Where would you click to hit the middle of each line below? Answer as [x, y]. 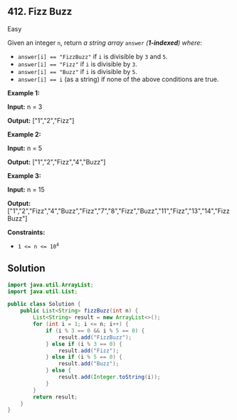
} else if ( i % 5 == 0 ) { [84, 357]
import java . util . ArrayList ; [51, 285]
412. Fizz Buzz [40, 12]
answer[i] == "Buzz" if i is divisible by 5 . [77, 71]
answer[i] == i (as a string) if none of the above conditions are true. [118, 79]
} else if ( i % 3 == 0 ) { [84, 344]
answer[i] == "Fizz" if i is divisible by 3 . [77, 64]
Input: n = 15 [26, 189]
